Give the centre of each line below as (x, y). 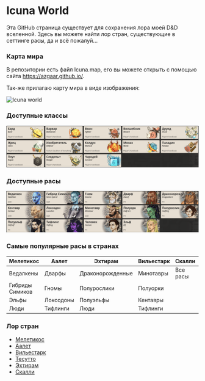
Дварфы (55, 273)
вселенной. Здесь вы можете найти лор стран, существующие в (91, 34)
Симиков (21, 291)
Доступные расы (34, 181)
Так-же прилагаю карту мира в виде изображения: (73, 88)
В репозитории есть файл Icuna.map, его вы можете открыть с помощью (102, 70)
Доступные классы (37, 115)
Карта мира (25, 56)
